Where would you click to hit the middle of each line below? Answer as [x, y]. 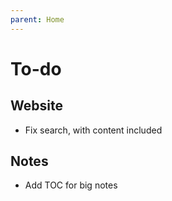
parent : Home [37, 19]
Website [36, 106]
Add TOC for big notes [71, 185]
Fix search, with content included [93, 130]
